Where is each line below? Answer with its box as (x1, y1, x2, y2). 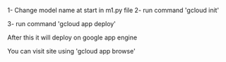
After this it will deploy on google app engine (7, 33, 138, 42)
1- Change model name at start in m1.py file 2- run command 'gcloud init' (7, 6, 220, 14)
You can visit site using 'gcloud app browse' (7, 47, 136, 55)
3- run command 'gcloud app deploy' (7, 20, 117, 27)
